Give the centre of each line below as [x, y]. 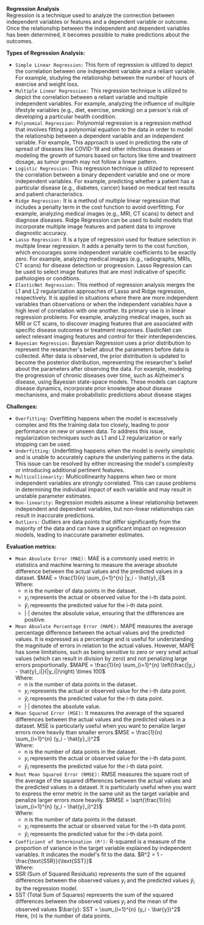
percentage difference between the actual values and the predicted [100, 632]
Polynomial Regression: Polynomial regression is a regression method [103, 123]
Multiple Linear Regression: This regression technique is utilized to [101, 90]
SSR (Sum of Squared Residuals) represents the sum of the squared [100, 874]
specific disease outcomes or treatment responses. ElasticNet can [98, 330]
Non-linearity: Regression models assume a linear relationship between [107, 502]
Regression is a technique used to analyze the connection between [90, 15]
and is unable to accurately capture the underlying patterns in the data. [104, 457]
